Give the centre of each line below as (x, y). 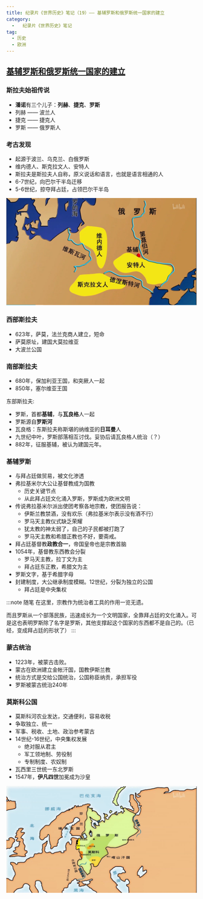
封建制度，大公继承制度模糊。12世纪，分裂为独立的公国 (84, 582)
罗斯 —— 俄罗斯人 (38, 127)
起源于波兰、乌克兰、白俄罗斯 (52, 159)
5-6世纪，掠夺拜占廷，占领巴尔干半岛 (62, 189)
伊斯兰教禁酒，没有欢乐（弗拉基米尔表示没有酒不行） (90, 514)
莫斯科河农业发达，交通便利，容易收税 (63, 716)
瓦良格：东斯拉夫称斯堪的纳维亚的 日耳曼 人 (68, 430)
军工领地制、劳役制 (48, 754)
